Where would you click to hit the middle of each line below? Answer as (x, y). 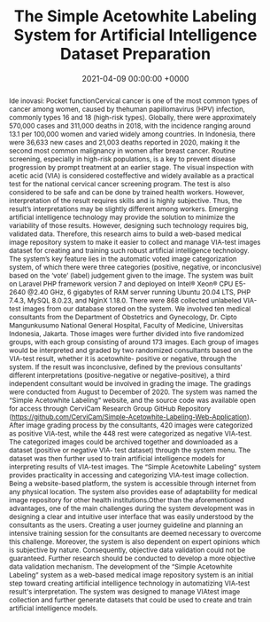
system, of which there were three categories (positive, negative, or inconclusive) (135, 267)
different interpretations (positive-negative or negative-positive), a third (119, 375)
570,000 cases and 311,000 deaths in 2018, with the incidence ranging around (129, 126)
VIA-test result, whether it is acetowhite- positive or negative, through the (123, 358)
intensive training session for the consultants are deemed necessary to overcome (135, 533)
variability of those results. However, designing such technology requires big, (128, 225)
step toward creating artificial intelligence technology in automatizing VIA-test (129, 583)
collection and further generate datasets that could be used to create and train (130, 599)
